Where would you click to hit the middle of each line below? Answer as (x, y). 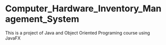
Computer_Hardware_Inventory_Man (83, 9)
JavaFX (13, 38)
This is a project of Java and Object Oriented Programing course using (78, 33)
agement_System (42, 19)
